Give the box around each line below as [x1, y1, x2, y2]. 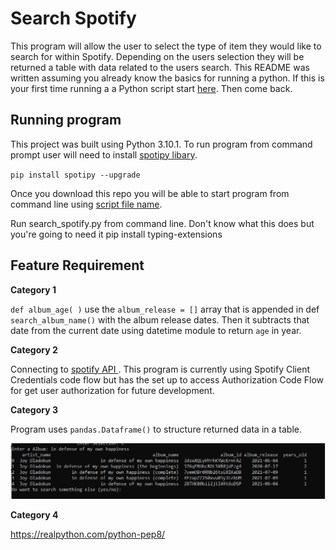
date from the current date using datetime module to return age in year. [10, 324, 302, 336]
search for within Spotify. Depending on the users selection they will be [10, 50, 305, 62]
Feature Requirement [10, 257, 145, 274]
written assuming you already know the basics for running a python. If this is [10, 72, 325, 84]
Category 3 [10, 403, 58, 416]
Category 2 [10, 343, 58, 356]
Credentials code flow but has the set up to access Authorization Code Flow [10, 373, 325, 386]
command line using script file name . [10, 198, 163, 210]
